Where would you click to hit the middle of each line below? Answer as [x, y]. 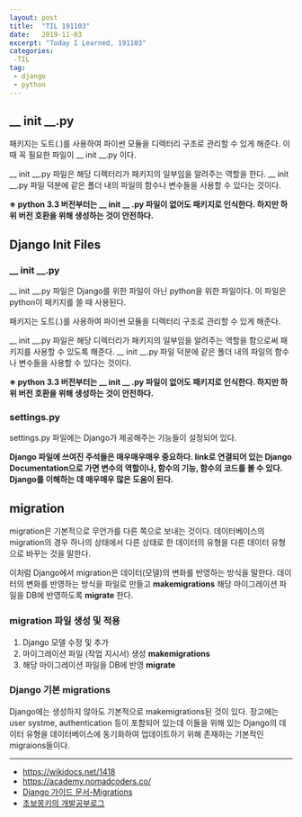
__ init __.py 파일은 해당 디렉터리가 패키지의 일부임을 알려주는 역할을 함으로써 [144, 341]
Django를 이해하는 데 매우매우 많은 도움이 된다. [91, 480]
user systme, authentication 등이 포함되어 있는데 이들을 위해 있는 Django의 [143, 723]
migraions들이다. [40, 745]
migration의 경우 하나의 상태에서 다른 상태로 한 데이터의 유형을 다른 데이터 [139, 543]
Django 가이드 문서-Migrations [77, 792]
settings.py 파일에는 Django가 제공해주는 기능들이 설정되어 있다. [123, 438]
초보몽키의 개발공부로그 [63, 803]
